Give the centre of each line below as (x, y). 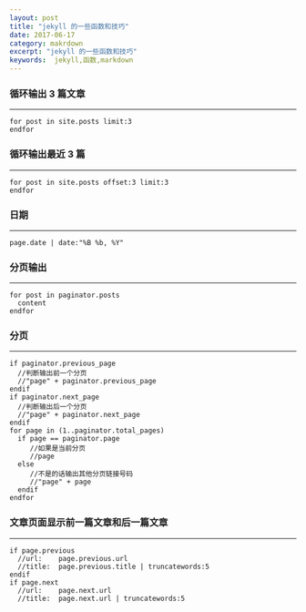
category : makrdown (46, 43)
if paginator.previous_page (63, 364)
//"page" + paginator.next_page (79, 415)
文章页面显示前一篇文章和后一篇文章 (89, 523)
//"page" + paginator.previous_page (87, 382)
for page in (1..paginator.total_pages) (87, 431)
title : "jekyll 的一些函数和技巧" (69, 26)
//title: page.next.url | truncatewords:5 (101, 598)
